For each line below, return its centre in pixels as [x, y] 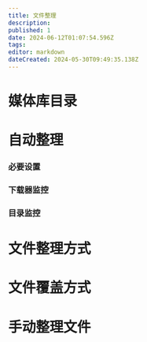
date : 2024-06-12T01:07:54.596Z [61, 38]
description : [29, 23]
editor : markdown [37, 52]
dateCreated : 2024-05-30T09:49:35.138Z [73, 60]
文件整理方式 [50, 249]
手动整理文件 [50, 327]
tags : [17, 45]
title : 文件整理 [32, 15]
